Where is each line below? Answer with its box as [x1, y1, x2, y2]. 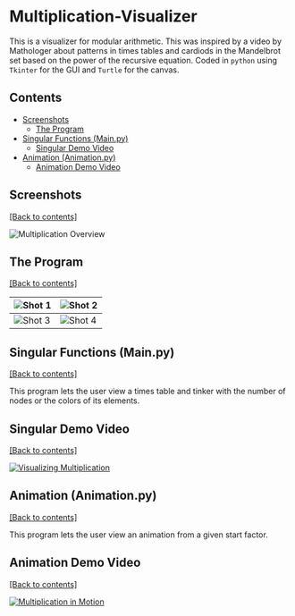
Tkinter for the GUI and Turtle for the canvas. [9, 64, 180, 75]
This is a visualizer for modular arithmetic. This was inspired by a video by [9, 36, 282, 46]
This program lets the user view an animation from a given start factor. [9, 529, 268, 540]
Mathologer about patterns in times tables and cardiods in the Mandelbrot [9, 45, 282, 55]
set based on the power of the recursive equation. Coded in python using [9, 55, 278, 65]
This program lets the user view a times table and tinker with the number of [9, 386, 286, 397]
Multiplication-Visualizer [9, 6, 198, 27]
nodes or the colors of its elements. [9, 395, 140, 406]
